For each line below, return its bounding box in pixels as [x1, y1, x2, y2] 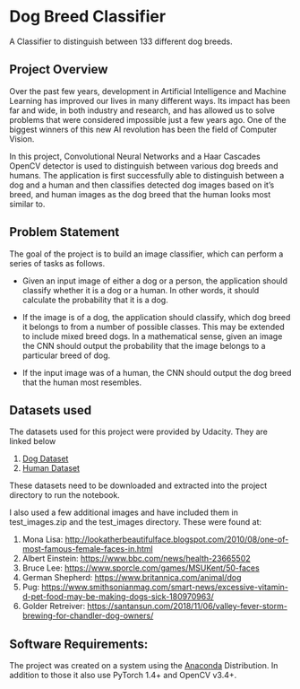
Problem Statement [9, 224, 120, 240]
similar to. [9, 198, 46, 209]
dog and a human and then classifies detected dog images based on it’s [9, 179, 275, 190]
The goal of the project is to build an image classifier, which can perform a [9, 249, 284, 259]
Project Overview [9, 62, 108, 77]
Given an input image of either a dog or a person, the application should [21, 275, 288, 286]
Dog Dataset [21, 453, 69, 464]
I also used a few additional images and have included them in [9, 507, 239, 518]
